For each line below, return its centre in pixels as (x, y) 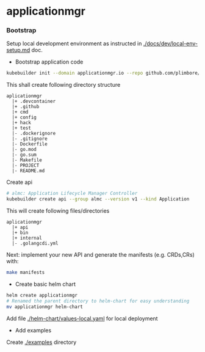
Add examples (33, 330)
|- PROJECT (26, 166)
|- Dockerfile (30, 144)
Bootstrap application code (49, 62)
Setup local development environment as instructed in (74, 43)
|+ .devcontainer (34, 101)
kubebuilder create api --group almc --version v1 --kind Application (98, 199)
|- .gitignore (30, 139)
